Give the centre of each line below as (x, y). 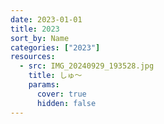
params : (44, 85)
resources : (33, 57)
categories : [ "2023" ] (55, 47)
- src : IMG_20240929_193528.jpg (87, 66)
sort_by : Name (40, 38)
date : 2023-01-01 (46, 19)
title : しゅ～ (55, 76)
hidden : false (66, 103)
